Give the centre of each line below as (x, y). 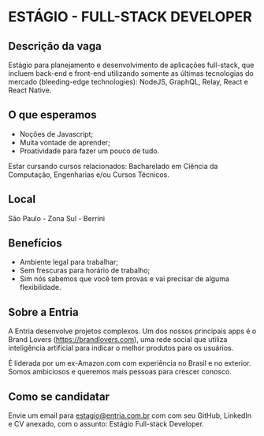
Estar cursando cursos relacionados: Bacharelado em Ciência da (113, 166)
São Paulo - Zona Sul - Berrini (56, 218)
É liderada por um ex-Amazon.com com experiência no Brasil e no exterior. (130, 363)
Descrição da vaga (55, 46)
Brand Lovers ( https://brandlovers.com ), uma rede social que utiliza (118, 340)
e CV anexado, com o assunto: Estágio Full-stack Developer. (106, 424)
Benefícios (35, 244)
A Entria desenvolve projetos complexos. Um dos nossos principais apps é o (132, 331)
